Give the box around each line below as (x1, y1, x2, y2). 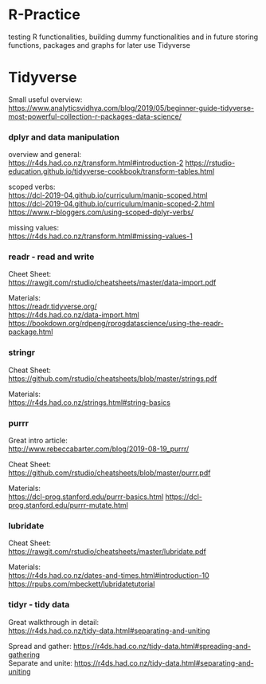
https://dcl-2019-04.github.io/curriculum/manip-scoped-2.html (8, 199, 215, 209)
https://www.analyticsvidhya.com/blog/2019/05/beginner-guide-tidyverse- (8, 103, 255, 112)
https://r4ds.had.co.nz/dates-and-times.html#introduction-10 (8, 571, 209, 580)
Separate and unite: (8, 658, 73, 667)
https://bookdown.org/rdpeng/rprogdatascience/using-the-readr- (8, 319, 225, 328)
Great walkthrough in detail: (8, 617, 100, 627)
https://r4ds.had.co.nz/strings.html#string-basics (8, 397, 171, 407)
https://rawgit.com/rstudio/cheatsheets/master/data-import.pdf (8, 277, 217, 288)
